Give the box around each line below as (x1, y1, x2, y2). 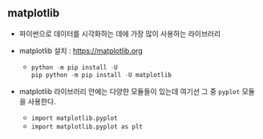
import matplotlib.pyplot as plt (30, 122, 144, 131)
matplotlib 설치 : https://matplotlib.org (18, 46, 143, 55)
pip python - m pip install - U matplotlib (30, 71, 172, 79)
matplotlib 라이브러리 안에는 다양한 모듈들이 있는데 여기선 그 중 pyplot (18, 86, 241, 96)
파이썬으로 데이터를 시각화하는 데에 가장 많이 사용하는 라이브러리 (18, 28, 221, 39)
